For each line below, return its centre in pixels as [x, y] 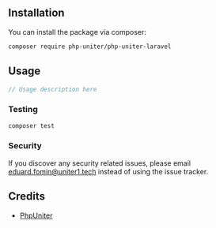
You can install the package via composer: [77, 32]
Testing [23, 110]
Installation [36, 13]
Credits [27, 196]
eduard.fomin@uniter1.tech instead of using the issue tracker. [108, 171]
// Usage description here [53, 89]
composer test [32, 125]
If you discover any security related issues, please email [100, 163]
